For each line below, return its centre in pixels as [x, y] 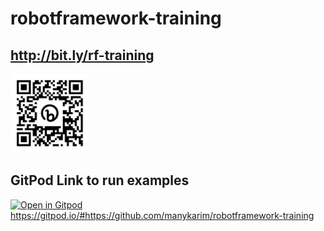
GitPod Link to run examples [100, 180]
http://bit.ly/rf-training [82, 55]
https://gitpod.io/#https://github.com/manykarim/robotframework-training [162, 215]
